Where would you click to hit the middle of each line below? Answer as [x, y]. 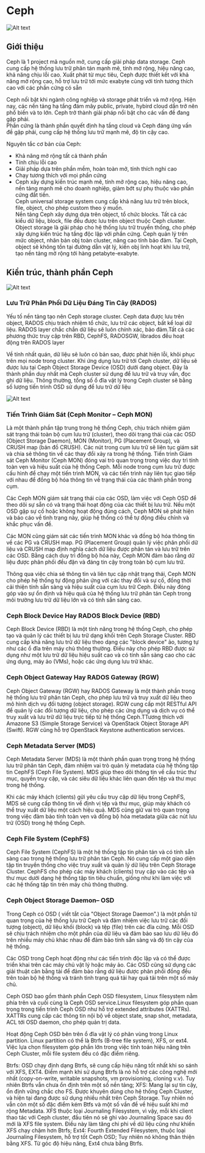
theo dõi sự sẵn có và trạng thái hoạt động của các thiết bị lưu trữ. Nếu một [101, 505]
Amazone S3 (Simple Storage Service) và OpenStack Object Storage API [98, 723]
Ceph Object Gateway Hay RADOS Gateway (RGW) [83, 677]
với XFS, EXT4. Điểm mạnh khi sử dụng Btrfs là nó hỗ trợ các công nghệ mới [102, 1072]
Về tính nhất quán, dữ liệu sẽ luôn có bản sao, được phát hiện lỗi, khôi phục [101, 354]
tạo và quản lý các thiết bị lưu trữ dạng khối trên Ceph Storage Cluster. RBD [101, 636]
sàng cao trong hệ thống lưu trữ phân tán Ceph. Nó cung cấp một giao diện [101, 859]
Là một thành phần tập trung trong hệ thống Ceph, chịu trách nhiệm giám [98, 428]
